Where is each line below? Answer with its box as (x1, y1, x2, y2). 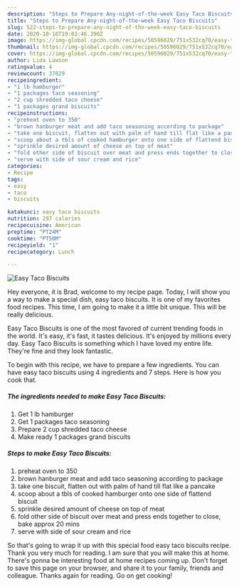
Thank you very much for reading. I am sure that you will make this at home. (7, 549, 230, 557)
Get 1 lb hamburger (17, 410, 74, 418)
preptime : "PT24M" (7, 228, 62, 236)
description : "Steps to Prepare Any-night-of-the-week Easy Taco (7, 10, 205, 18)
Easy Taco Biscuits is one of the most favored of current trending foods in (7, 324, 224, 333)
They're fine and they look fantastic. (7, 347, 114, 356)
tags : (7, 176, 23, 183)
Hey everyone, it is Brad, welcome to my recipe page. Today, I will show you (7, 287, 230, 296)
